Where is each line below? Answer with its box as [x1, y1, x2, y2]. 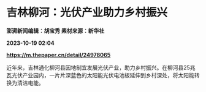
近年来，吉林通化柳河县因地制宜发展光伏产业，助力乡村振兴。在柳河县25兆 [6, 64, 196, 71]
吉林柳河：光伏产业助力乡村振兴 [6, 6, 168, 20]
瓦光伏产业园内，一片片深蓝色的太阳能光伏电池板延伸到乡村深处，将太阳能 [6, 71, 194, 79]
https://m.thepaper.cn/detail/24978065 [6, 51, 111, 58]
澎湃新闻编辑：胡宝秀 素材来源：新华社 [6, 27, 105, 34]
